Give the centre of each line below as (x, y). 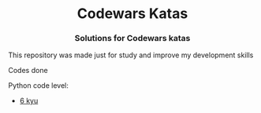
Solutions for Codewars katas (132, 38)
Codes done (28, 71)
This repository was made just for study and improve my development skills (131, 55)
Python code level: (39, 86)
